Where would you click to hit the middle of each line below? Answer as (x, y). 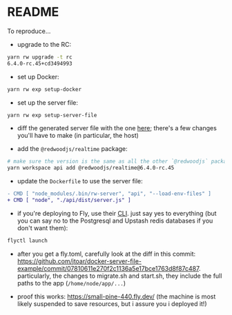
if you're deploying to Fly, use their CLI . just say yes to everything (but (117, 213)
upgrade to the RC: (44, 44)
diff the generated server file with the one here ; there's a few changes (117, 128)
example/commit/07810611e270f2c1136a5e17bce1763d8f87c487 (108, 268)
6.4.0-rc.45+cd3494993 (40, 63)
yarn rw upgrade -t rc (40, 57)
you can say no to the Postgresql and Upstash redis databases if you (115, 221)
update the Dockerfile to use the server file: (80, 181)
